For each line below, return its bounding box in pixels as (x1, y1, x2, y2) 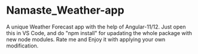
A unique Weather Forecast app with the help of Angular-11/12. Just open (6, 23, 186, 30)
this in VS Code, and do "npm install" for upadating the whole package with (6, 29, 193, 36)
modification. (6, 42, 39, 49)
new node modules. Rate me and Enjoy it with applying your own (6, 36, 166, 43)
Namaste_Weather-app (6, 4, 124, 17)
